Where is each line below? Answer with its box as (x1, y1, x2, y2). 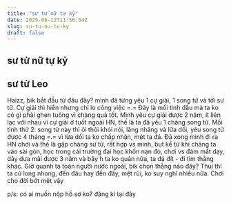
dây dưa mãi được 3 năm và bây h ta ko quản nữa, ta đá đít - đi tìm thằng (7, 155, 214, 163)
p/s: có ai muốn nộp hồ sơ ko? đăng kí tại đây (7, 190, 137, 198)
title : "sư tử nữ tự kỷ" (7, 10, 79, 17)
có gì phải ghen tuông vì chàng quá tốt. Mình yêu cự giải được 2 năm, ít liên (7, 111, 221, 119)
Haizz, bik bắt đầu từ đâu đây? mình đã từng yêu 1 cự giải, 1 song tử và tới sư (7, 96, 224, 105)
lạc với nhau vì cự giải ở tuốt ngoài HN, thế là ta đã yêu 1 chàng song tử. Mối (7, 118, 223, 127)
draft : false (7, 29, 45, 36)
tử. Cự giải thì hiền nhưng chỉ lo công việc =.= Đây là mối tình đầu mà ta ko (7, 104, 219, 112)
